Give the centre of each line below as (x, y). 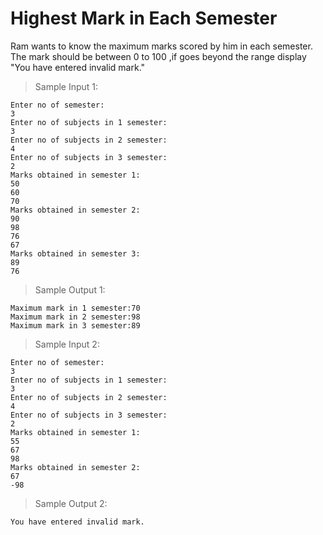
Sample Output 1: (70, 289)
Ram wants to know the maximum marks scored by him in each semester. (161, 46)
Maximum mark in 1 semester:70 (75, 308)
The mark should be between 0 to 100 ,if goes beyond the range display (158, 56)
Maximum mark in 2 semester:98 (75, 317)
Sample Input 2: (67, 344)
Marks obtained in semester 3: (75, 253)
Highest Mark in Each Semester (144, 18)
